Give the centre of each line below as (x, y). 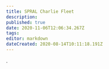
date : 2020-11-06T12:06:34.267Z (45, 28)
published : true (26, 22)
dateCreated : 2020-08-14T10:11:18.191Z (54, 44)
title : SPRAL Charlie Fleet (40, 11)
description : (22, 17)
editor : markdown (27, 39)
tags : (13, 33)
